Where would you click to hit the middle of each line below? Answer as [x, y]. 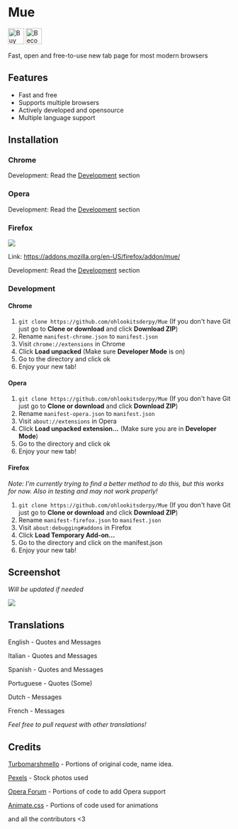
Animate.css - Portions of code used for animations [83, 805]
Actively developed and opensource [71, 110]
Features [28, 78]
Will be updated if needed [46, 589]
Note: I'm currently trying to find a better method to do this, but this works [116, 483]
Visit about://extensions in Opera [68, 421]
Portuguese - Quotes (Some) [50, 683]
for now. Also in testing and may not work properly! [83, 491]
